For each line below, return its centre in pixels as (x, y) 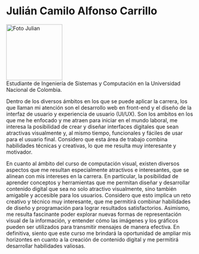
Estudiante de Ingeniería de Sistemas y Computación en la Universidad (94, 83)
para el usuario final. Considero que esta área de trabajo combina (87, 139)
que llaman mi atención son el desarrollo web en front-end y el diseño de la (99, 107)
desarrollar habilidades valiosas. (46, 246)
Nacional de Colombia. (34, 89)
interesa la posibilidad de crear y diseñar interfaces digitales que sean (93, 126)
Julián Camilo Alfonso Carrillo (82, 11)
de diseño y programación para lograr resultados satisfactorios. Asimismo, (98, 207)
